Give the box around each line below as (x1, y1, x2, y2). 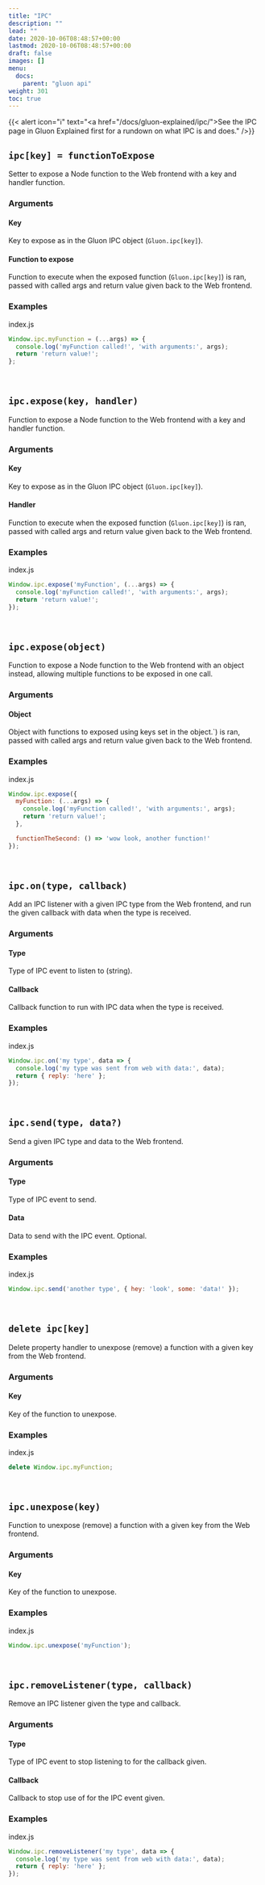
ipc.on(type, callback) (8, 880, 128, 891)
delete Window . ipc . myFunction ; (8, 1463, 114, 1471)
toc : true (8, 95, 42, 103)
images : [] (8, 57, 45, 65)
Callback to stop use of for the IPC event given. (8, 1793, 165, 1803)
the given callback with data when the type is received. (8, 908, 192, 918)
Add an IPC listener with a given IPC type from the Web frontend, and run (8, 899, 252, 909)
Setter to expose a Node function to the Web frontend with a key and (8, 169, 237, 179)
